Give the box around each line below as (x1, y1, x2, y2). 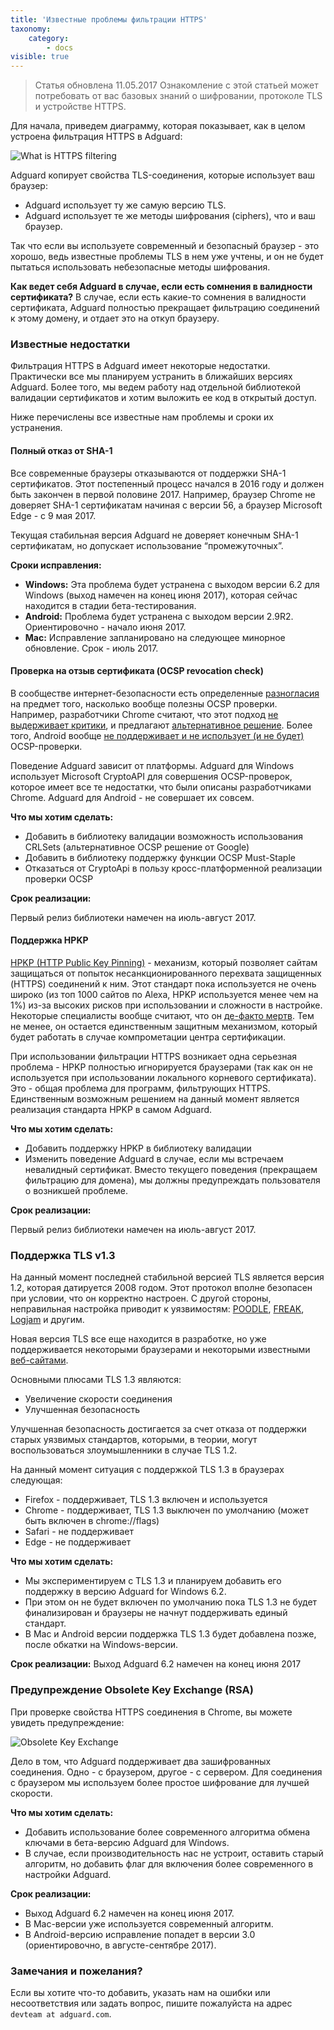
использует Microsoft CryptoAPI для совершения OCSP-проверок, (10, 770, 293, 782)
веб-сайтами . (10, 1354, 69, 1366)
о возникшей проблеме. (24, 1185, 129, 1197)
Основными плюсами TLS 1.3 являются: (10, 1374, 182, 1386)
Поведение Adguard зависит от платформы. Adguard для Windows (10, 759, 295, 771)
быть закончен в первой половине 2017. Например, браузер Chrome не (10, 488, 316, 500)
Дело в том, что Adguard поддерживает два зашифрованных (10, 1755, 272, 1767)
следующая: (10, 1474, 63, 1486)
